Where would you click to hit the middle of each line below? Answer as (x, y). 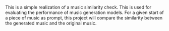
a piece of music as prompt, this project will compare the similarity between (84, 18)
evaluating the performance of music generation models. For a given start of (84, 12)
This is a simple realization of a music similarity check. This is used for (78, 7)
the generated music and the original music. (51, 23)
